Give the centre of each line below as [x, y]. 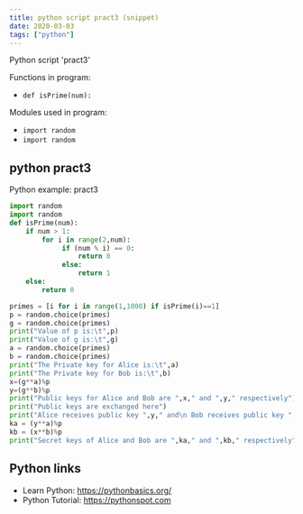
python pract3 [50, 168]
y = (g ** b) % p [30, 390]
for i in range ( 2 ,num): [86, 240]
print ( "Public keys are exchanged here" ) [88, 407]
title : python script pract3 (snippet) [84, 18]
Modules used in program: [58, 113]
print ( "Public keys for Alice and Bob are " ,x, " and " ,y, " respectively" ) [153, 399]
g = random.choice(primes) [60, 323]
